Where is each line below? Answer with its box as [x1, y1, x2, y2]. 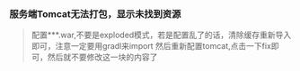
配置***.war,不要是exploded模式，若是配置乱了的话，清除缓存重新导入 [31, 29, 292, 41]
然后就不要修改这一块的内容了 [47, 51, 158, 63]
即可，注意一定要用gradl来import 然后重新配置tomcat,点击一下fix [31, 41, 272, 51]
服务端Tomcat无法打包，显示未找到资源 [9, 7, 181, 20]
